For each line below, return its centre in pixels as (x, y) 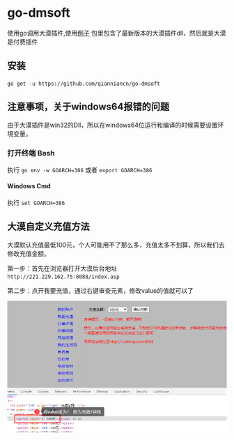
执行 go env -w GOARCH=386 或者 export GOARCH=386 (80, 169)
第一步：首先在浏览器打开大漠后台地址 (62, 268)
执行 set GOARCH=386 (36, 203)
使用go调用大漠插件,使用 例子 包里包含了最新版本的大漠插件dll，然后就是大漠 (117, 33)
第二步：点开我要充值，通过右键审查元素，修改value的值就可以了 (100, 290)
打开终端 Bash (31, 153)
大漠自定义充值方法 (48, 227)
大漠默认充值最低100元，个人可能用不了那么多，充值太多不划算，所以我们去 (116, 245)
